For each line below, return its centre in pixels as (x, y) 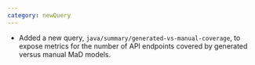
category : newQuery (39, 15)
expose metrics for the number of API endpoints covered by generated (133, 46)
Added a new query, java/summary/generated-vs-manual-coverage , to (129, 38)
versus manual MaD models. (65, 54)
